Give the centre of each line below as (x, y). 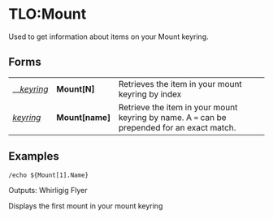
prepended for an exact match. (177, 127)
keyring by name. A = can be (172, 117)
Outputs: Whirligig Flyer (48, 190)
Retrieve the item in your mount (178, 107)
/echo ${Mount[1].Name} (49, 175)
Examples (34, 156)
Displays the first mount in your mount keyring (86, 206)
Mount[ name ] (84, 117)
